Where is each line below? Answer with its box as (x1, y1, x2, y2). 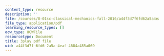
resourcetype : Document (5, 35, 54, 39)
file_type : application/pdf (5, 20, 62, 26)
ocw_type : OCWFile (5, 30, 42, 35)
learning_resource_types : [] (5, 25, 64, 30)
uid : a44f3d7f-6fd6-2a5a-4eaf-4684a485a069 (5, 43, 95, 48)
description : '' (5, 12, 38, 17)
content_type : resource (5, 7, 54, 12)
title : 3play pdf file (5, 39, 51, 44)
